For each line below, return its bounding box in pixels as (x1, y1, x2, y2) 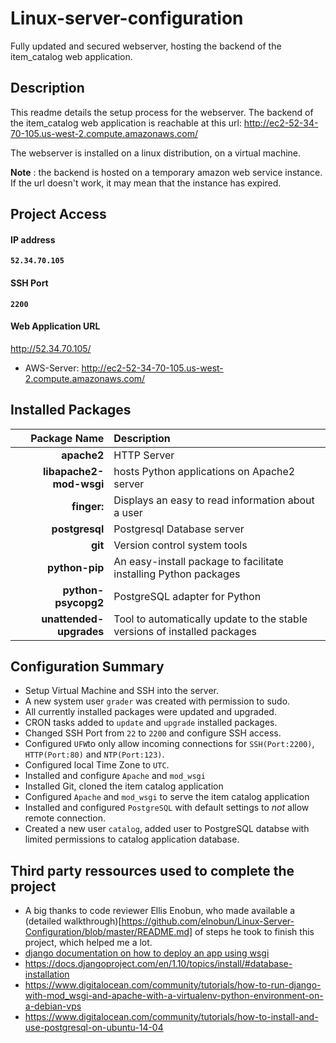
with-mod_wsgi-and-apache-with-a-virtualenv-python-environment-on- (24, 990, 324, 1002)
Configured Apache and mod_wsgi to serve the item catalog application (24, 791, 310, 803)
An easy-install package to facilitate (113, 554, 284, 568)
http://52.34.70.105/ (10, 342, 92, 354)
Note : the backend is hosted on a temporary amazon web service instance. (10, 166, 323, 178)
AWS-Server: (24, 362, 80, 374)
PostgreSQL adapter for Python (113, 589, 262, 603)
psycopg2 (54, 595, 105, 609)
